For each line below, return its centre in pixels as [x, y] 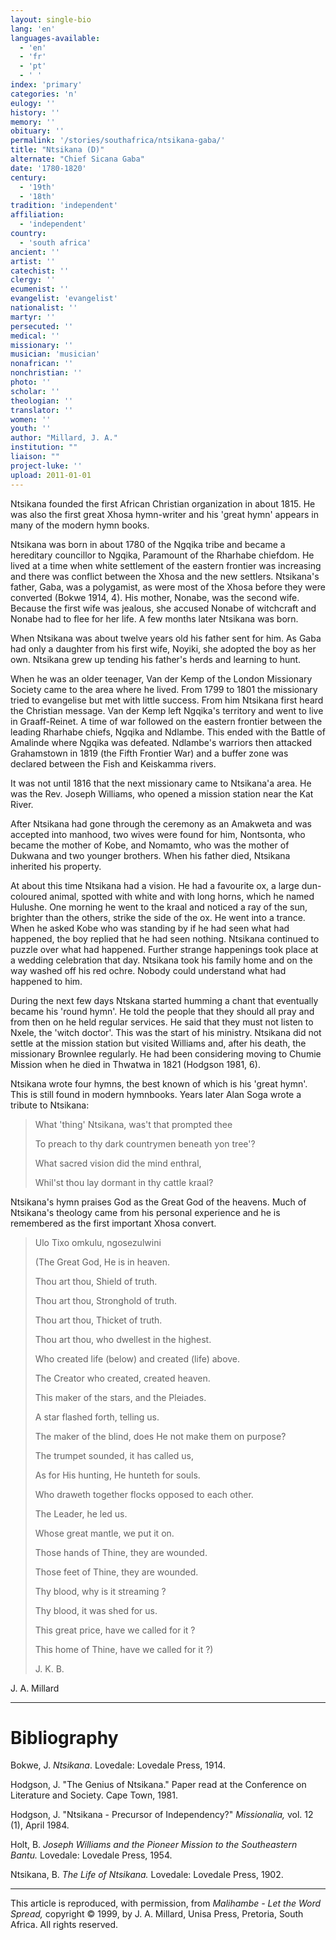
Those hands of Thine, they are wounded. [121, 1552]
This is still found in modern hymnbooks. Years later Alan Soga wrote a [156, 1094]
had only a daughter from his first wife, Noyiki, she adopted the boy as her [163, 648]
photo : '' [31, 382]
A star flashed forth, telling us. [97, 1417]
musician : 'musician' [55, 354]
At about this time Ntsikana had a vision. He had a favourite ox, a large [155, 885]
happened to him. [46, 981]
